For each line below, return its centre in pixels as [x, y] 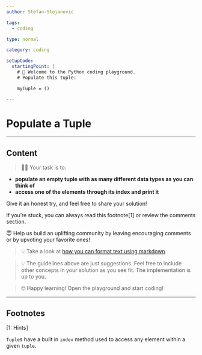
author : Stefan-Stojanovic [40, 12]
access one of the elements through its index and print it [87, 192]
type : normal [23, 39]
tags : [13, 23]
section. [16, 222]
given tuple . [21, 346]
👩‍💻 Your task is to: [44, 168]
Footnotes [26, 313]
